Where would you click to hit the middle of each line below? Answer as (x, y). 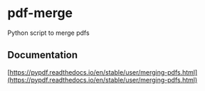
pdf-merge (40, 13)
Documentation (43, 55)
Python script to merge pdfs (49, 33)
